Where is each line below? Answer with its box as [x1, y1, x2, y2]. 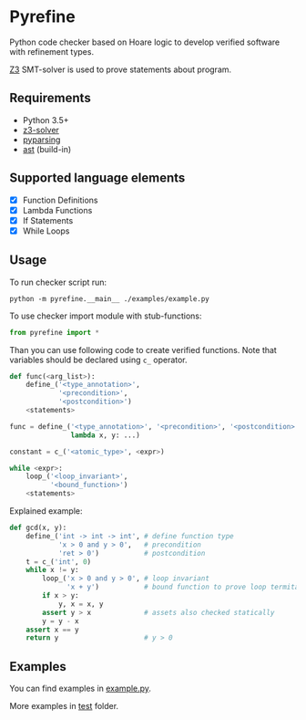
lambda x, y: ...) [70, 431, 141, 440]
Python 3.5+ [22, 114, 70, 125]
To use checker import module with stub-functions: [9, 310, 202, 321]
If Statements [22, 214, 74, 225]
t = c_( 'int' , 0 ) [25, 557, 92, 567]
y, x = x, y [57, 600, 104, 609]
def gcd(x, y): [9, 523, 67, 532]
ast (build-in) [22, 143, 72, 154]
